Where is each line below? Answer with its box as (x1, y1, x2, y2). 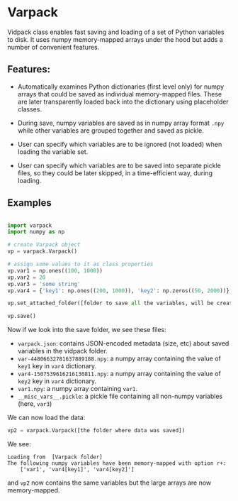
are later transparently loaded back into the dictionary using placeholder (17, 97, 229, 106)
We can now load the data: (7, 413, 86, 422)
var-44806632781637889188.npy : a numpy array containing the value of (17, 354, 222, 363)
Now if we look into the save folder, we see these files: (7, 326, 166, 334)
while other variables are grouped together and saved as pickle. (17, 126, 204, 135)
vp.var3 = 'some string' (7, 280, 81, 287)
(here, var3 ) (17, 400, 52, 408)
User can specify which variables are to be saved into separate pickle (17, 161, 221, 170)
